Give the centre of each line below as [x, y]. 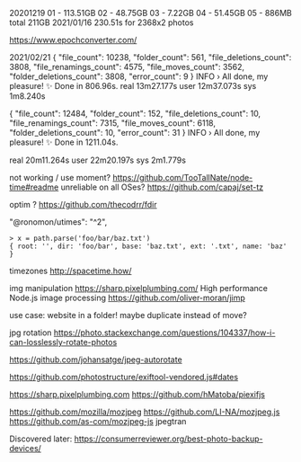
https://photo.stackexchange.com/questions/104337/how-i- [164, 333]
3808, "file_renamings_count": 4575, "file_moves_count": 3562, [127, 67]
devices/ [26, 448]
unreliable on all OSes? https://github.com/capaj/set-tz [162, 187]
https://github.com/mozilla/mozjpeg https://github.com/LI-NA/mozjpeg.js [145, 412]
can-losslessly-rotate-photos [63, 342]
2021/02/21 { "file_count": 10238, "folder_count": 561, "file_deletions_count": [150, 57]
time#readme [34, 187]
